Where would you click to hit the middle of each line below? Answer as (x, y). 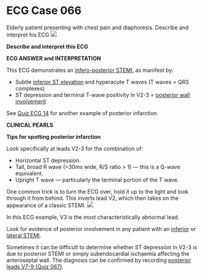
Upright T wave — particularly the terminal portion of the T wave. (97, 180)
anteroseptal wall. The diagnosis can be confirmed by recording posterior (99, 260)
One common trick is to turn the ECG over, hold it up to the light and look (98, 191)
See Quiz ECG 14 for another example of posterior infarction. (82, 113)
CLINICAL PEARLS (30, 125)
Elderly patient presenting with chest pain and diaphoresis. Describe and (98, 27)
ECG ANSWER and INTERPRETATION (54, 58)
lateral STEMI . (24, 235)
